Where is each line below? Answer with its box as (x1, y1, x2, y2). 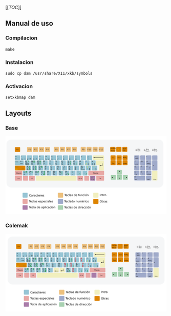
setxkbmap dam (5, 95, 36, 100)
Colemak (5, 222, 28, 229)
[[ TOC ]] (5, 5, 22, 10)
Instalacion (5, 58, 34, 66)
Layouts (5, 109, 32, 117)
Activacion (5, 82, 33, 90)
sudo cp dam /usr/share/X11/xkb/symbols (5, 71, 93, 76)
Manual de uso (5, 19, 54, 28)
